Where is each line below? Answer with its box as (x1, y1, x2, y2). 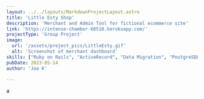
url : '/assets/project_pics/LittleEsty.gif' (12, 43, 126, 49)
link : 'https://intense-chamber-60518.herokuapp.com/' (6, 26, 148, 32)
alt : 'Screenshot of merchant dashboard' (12, 49, 118, 55)
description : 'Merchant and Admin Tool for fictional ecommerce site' (6, 20, 189, 26)
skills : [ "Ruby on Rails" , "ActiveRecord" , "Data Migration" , (6, 54, 167, 60)
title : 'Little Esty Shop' (6, 15, 75, 21)
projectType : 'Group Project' (6, 32, 83, 38)
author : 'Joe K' (6, 65, 47, 72)
